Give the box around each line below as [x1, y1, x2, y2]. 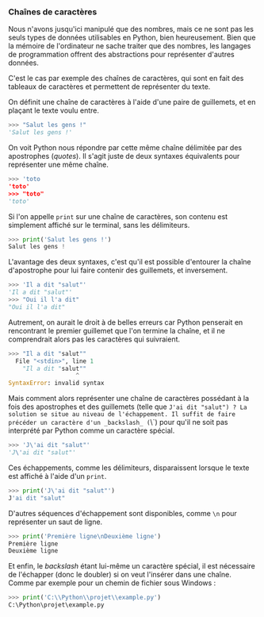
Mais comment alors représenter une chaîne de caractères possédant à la [8, 394, 250, 403]
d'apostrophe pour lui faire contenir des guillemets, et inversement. [8, 265, 228, 276]
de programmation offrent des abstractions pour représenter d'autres [8, 50, 235, 60]
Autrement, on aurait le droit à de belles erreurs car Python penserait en [8, 317, 243, 327]
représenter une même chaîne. [8, 160, 109, 169]
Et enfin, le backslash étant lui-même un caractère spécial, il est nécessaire [8, 561, 255, 571]
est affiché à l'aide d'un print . [8, 471, 107, 480]
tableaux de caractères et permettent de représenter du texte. [8, 82, 211, 91]
